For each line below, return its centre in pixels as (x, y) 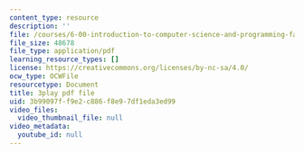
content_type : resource (54, 18)
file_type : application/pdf (62, 51)
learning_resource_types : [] (64, 59)
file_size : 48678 (42, 43)
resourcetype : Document (54, 85)
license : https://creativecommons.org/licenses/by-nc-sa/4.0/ (129, 68)
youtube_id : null (50, 135)
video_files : (34, 110)
